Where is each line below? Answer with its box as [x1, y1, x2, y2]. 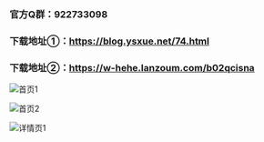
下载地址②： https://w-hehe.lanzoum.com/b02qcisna [9, 61, 255, 74]
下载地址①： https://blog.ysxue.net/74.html [9, 35, 209, 47]
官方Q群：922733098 [9, 7, 108, 20]
